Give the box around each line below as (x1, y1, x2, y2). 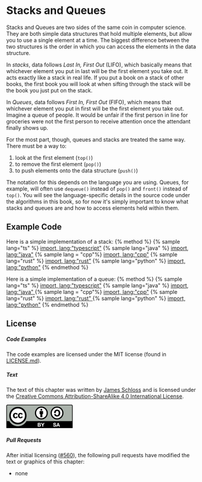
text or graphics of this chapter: (6, 458, 85, 466)
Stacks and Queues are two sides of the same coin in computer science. (6, 24, 186, 31)
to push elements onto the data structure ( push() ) (14, 167, 139, 174)
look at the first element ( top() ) (14, 154, 93, 161)
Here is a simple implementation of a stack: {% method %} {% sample (6, 238, 180, 245)
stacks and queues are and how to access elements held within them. (6, 204, 180, 212)
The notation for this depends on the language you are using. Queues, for (6, 178, 189, 186)
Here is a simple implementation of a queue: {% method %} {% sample (6, 275, 183, 282)
